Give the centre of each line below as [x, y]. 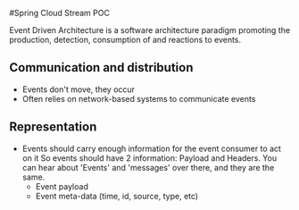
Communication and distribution [101, 67]
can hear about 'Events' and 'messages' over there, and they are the [148, 167]
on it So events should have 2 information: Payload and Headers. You [149, 158]
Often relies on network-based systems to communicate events [139, 98]
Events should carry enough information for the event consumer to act [151, 148]
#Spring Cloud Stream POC [59, 13]
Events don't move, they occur [79, 89]
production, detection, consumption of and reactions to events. [125, 40]
